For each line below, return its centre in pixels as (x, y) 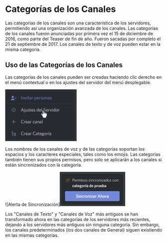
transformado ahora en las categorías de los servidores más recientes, (78, 219)
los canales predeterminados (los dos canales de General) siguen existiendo (84, 230)
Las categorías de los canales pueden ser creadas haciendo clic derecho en (83, 77)
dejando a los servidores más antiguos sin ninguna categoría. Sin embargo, (83, 225)
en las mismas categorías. (32, 235)
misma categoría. (23, 49)
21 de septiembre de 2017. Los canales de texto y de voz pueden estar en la (83, 44)
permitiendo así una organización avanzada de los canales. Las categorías (82, 28)
